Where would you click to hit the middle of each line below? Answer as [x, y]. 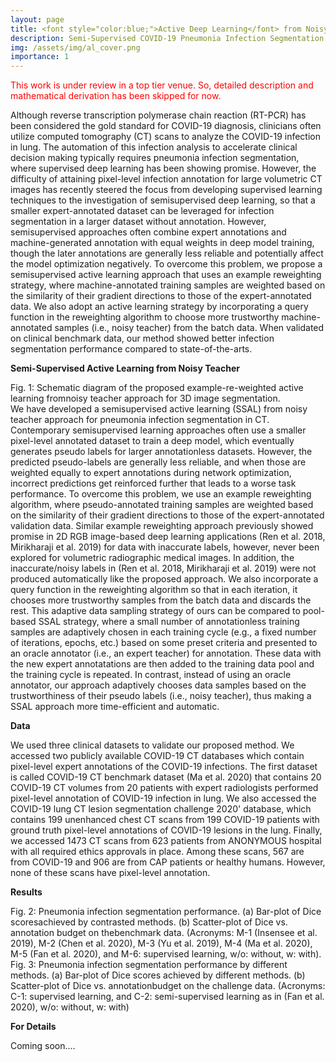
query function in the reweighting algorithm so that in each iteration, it [154, 590]
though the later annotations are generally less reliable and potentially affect [167, 253]
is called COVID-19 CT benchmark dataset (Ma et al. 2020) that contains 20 [166, 777]
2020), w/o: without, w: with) [70, 1007]
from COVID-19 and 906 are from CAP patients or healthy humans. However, [168, 862]
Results [26, 892]
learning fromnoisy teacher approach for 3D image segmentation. [145, 398]
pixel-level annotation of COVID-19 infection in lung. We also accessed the [163, 798]
